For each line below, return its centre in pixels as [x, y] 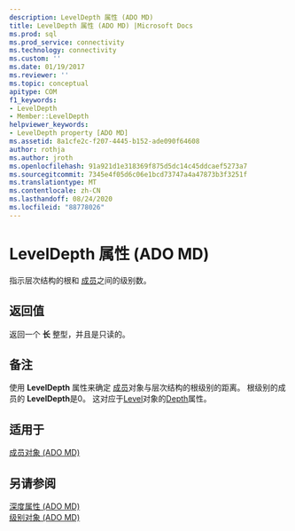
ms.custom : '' [35, 59]
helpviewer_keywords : [49, 125]
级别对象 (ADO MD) [45, 517]
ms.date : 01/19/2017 [47, 67]
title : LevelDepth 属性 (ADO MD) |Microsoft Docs [101, 26]
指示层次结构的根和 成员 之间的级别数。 [80, 280]
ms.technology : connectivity [63, 51]
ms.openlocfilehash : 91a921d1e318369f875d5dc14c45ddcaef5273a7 [128, 166]
